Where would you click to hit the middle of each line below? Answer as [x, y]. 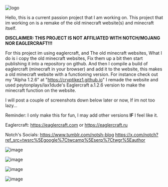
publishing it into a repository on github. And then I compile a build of [76, 64]
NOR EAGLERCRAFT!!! [29, 43]
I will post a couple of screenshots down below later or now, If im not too [80, 100]
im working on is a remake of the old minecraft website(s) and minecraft [79, 23]
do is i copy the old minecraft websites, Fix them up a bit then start [74, 58]
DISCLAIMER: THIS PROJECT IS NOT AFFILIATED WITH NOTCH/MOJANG [83, 38]
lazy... [11, 105]
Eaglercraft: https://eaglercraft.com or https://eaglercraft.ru [66, 125]
